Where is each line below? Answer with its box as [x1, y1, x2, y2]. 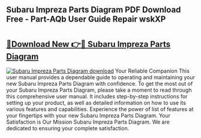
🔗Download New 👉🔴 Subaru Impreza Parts [6, 39, 171, 49]
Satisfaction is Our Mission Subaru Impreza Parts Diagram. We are [6, 118, 170, 125]
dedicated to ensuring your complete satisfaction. [6, 125, 130, 131]
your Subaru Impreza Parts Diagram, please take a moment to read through [6, 86, 192, 94]
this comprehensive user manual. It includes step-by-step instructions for [6, 93, 188, 100]
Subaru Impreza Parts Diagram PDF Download [6, 5, 181, 15]
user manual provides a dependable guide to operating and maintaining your [6, 74, 196, 80]
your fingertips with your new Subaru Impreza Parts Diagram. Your [6, 112, 171, 119]
